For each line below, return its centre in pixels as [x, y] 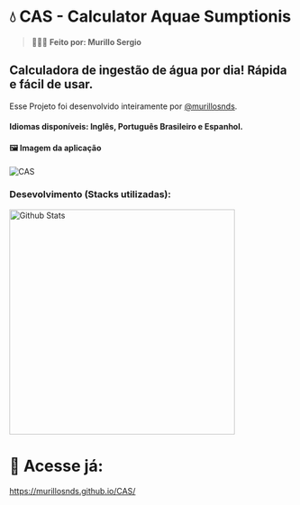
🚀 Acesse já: [56, 466]
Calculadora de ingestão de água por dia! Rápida [148, 71]
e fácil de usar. [51, 84]
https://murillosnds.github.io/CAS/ [73, 491]
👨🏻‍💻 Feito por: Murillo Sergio [86, 41]
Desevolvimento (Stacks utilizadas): [90, 194]
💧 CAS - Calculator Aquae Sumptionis [150, 17]
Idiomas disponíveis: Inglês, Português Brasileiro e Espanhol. [126, 127]
